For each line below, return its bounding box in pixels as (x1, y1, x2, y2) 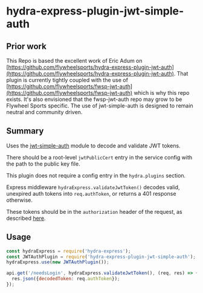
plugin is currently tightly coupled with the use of (6, 77, 129, 83)
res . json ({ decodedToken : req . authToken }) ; (11, 276, 120, 282)
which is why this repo (134, 89, 190, 96)
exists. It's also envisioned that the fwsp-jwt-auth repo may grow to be (6, 95, 182, 103)
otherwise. (6, 196, 33, 204)
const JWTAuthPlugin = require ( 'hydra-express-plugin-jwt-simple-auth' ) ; (6, 254, 196, 260)
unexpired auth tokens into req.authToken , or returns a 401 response (6, 190, 176, 197)
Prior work (6, 41, 47, 51)
